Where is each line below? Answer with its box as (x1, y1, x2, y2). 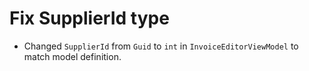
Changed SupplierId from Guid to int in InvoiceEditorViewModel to (23, 40, 299, 52)
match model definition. (23, 50, 122, 62)
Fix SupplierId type (9, 7, 170, 30)
